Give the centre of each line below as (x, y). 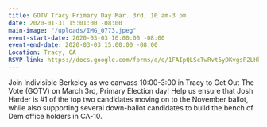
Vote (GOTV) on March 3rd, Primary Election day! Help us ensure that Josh (131, 90)
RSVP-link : (26, 60)
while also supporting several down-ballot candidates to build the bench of (131, 107)
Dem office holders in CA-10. (55, 116)
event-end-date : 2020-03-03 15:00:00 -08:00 (83, 45)
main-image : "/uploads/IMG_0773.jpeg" (72, 30)
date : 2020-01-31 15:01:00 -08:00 (66, 23)
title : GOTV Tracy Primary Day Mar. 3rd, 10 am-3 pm (97, 15)
